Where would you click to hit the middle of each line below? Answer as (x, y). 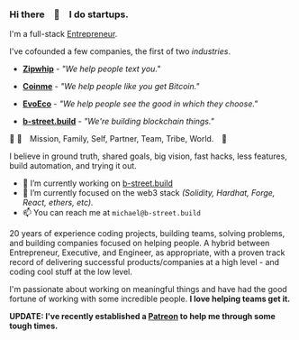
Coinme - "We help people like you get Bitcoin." (111, 87)
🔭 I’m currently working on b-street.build (98, 183)
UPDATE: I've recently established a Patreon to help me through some (143, 317)
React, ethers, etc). (58, 203)
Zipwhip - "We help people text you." (91, 69)
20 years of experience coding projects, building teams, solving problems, (147, 234)
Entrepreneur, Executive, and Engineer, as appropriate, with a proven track (147, 253)
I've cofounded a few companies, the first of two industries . (120, 51)
